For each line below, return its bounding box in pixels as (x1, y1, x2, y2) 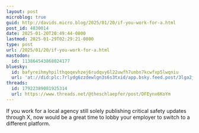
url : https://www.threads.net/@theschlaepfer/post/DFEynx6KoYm (11, 91, 171, 97)
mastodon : (6, 53, 31, 59)
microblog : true (6, 14, 46, 20)
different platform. (6, 119, 50, 127)
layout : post (6, 8, 38, 15)
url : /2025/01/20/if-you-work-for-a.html (6, 47, 110, 53)
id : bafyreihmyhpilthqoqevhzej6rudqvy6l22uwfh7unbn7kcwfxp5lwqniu (11, 69, 179, 75)
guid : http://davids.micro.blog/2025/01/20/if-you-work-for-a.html (6, 20, 176, 25)
